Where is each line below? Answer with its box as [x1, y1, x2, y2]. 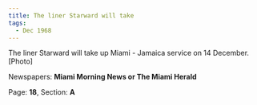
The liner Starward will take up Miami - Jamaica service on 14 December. [8, 49, 250, 58]
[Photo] [8, 56, 34, 66]
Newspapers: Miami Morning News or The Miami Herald [8, 72, 198, 82]
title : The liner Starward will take [8, 11, 135, 20]
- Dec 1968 [15, 26, 52, 34]
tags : [8, 19, 26, 27]
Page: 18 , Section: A [8, 87, 75, 97]
